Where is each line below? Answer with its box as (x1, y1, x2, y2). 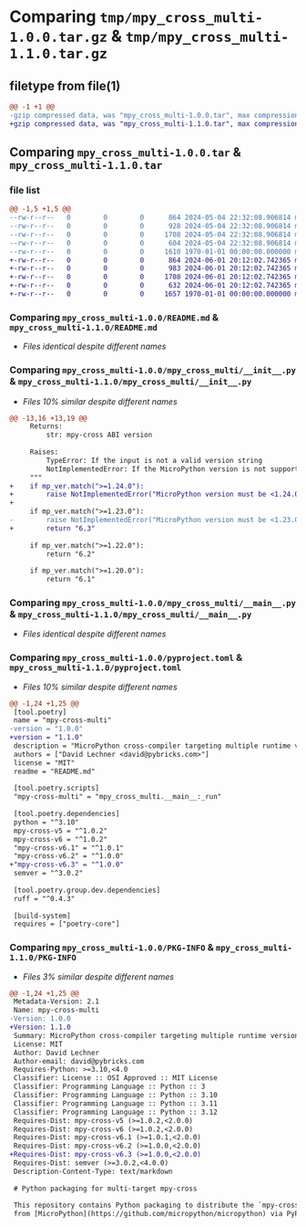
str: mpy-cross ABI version (46, 431, 153, 440)
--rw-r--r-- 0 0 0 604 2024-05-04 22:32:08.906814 (9, 238, 291, 247)
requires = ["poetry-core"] (13, 919, 120, 928)
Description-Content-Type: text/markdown (13, 1167, 173, 1176)
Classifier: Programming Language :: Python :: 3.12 (13, 1107, 219, 1117)
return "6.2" (46, 550, 96, 559)
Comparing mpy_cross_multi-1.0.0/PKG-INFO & (9, 941, 214, 954)
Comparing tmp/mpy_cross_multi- (9, 6, 264, 27)
